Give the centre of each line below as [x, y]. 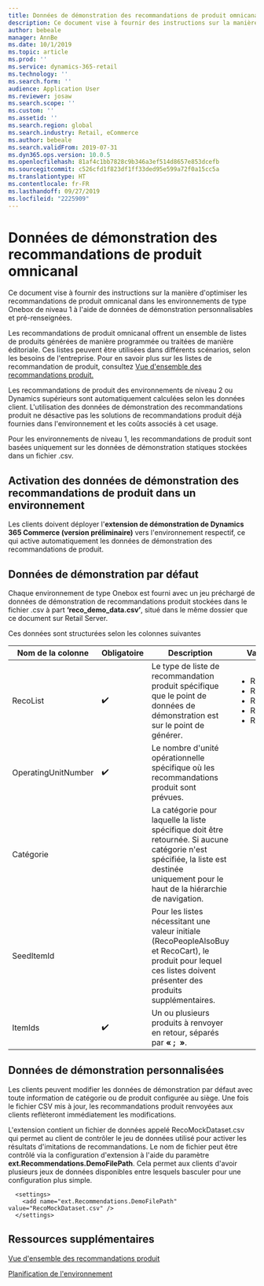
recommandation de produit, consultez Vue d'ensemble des [105, 366]
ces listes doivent [183, 971]
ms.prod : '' [27, 60]
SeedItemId [33, 956]
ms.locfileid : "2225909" [49, 199]
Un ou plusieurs [180, 1013]
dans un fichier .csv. [41, 456]
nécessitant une [181, 921]
